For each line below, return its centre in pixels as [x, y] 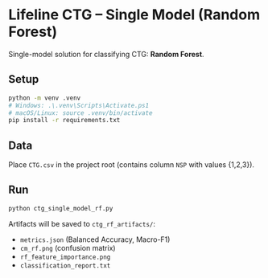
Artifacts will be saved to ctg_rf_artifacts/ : [82, 223]
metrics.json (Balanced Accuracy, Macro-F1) [95, 239]
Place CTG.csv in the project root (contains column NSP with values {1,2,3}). [132, 165]
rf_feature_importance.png [65, 257]
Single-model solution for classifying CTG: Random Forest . [106, 54]
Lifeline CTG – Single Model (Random [134, 15]
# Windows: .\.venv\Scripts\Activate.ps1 [79, 105]
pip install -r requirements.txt [64, 121]
